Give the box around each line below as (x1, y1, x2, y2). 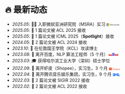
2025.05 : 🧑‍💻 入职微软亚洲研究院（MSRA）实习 (12, 21, 106, 27)
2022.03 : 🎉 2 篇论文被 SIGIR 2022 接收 (12, 78, 90, 83)
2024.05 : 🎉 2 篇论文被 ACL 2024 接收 (12, 39, 87, 45)
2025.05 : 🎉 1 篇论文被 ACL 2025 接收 (12, 27, 86, 33)
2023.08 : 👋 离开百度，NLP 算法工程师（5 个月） (12, 51, 108, 57)
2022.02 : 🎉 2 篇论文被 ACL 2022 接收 (12, 83, 87, 89)
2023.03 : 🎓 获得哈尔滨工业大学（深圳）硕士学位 (12, 58, 110, 64)
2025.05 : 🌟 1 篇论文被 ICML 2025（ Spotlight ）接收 (12, 33, 114, 39)
